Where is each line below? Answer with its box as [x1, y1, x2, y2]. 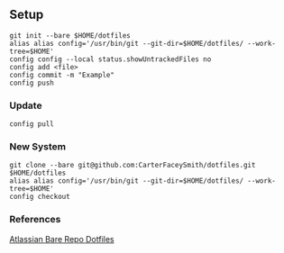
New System [9, 140, 67, 153]
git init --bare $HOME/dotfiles [9, 31, 131, 40]
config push [9, 78, 54, 87]
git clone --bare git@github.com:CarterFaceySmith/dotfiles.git [9, 161, 256, 170]
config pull [9, 120, 54, 129]
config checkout [9, 193, 70, 202]
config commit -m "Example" [9, 70, 115, 79]
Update [9, 99, 42, 112]
